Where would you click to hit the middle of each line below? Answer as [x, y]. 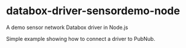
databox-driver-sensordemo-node [93, 11]
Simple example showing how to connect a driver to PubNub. [81, 39]
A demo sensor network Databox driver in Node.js [67, 27]
